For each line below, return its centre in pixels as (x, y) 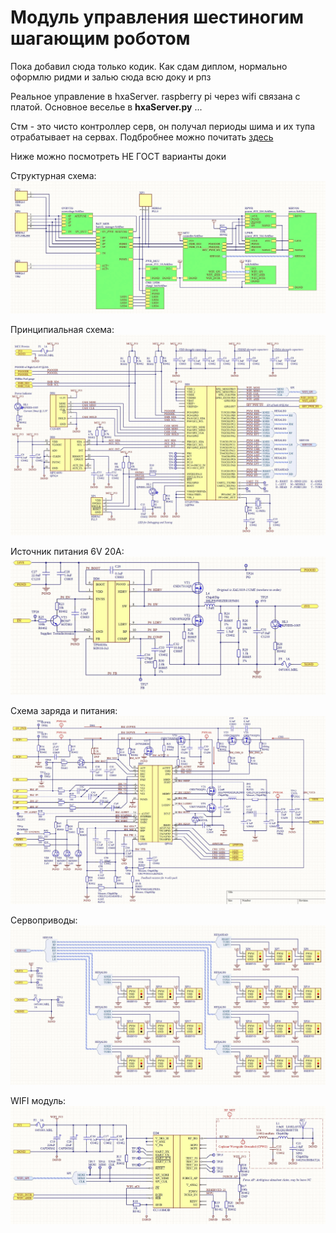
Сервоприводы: (44, 920)
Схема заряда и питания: (64, 711)
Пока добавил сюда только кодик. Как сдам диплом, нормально (149, 66)
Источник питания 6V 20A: (67, 551)
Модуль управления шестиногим (157, 17)
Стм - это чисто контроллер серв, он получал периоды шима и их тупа (163, 126)
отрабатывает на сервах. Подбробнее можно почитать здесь (142, 137)
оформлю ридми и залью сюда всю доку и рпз (111, 77)
